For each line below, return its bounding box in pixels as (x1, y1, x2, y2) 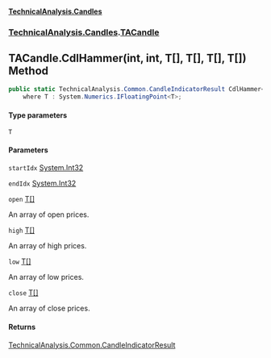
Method (8, 64, 49, 77)
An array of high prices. (8, 241, 87, 251)
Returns (8, 323, 36, 332)
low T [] (8, 256, 31, 266)
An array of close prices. (8, 303, 90, 314)
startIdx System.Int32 (8, 163, 84, 173)
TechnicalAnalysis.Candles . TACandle (8, 27, 160, 38)
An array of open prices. (8, 210, 90, 219)
